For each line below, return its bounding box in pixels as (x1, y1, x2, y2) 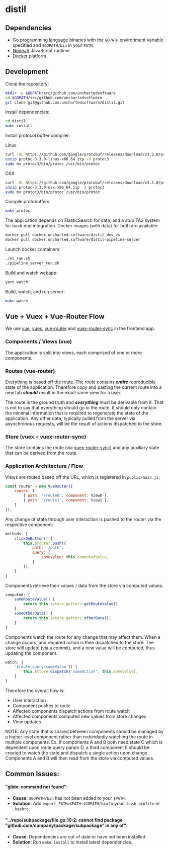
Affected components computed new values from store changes (12, 713, 146, 719)
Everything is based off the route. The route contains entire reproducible (5, 379, 156, 385)
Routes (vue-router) (5, 367, 55, 374)
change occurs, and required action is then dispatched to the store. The (5, 639, 154, 645)
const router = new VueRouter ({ (5, 484, 73, 489)
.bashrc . (12, 806, 30, 812)
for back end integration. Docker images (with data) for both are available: (5, 223, 158, 229)
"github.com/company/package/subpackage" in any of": (5, 822, 128, 828)
